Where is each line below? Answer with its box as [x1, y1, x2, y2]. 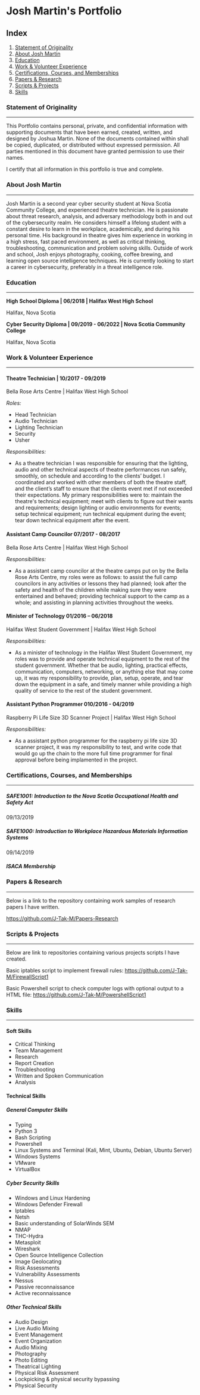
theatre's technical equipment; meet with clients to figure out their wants [14, 498, 193, 505]
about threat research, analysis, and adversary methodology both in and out [6, 212, 193, 219]
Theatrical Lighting [14, 1363, 61, 1370]
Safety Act [6, 799, 34, 806]
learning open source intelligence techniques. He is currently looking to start [6, 257, 194, 264]
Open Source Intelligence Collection [14, 1251, 104, 1259]
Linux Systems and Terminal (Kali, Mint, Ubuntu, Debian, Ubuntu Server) [14, 1146, 192, 1154]
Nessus [14, 1277, 34, 1284]
